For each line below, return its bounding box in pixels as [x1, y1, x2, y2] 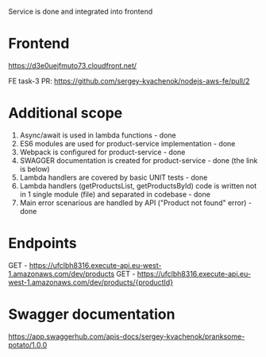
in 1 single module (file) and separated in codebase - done [19, 189, 210, 199]
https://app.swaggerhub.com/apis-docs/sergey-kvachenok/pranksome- [8, 332, 245, 341]
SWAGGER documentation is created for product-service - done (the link [19, 155, 258, 165]
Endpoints [8, 235, 77, 253]
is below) [19, 164, 50, 173]
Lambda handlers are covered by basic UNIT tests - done [19, 173, 208, 182]
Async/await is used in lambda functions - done [19, 130, 176, 140]
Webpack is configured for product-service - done [19, 147, 186, 157]
